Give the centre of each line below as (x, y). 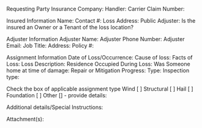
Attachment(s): (25, 119)
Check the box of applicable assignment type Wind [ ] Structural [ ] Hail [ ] (100, 89)
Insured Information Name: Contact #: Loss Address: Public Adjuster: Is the (101, 21)
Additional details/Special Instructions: (55, 107)
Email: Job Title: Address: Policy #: (50, 46)
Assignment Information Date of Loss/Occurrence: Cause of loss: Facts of (99, 57)
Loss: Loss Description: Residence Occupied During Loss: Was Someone (99, 64)
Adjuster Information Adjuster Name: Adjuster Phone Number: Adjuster (95, 39)
